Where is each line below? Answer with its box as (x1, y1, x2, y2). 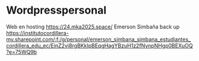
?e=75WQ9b (6, 48, 37, 55)
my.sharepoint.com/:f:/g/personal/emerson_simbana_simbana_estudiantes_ (6, 36, 191, 43)
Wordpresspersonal (6, 4, 107, 17)
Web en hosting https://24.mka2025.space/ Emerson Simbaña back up (6, 23, 180, 30)
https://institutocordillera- (6, 29, 70, 36)
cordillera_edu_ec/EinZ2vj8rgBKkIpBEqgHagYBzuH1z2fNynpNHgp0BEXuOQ (6, 42, 193, 49)
